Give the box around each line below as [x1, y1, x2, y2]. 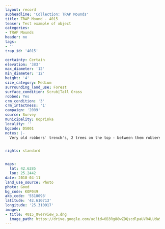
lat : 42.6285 [9, 166, 36, 171]
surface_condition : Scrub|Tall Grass [5, 89, 82, 94]
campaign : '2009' [5, 108, 41, 113]
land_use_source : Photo [5, 180, 54, 185]
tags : [5, 39, 16, 44]
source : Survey [5, 112, 36, 117]
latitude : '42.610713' [5, 198, 52, 203]
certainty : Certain [5, 57, 45, 62]
